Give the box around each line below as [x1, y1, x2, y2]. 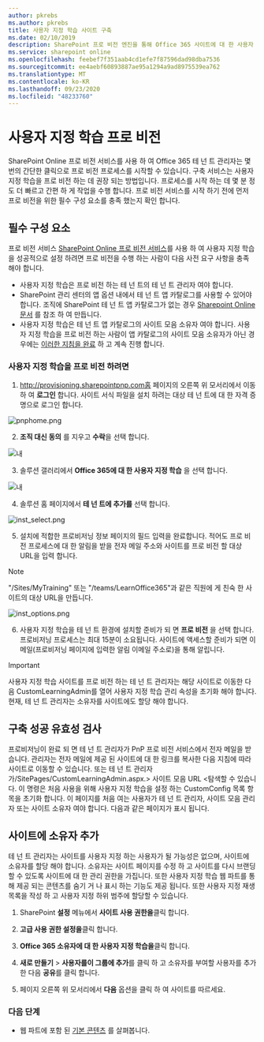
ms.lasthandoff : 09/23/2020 [8, 84, 101, 93]
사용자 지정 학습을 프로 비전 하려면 [8, 361, 130, 372]
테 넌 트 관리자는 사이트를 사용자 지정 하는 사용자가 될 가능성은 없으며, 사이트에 [8, 851, 250, 860]
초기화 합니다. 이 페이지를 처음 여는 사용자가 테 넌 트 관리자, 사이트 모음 [22, 794, 241, 804]
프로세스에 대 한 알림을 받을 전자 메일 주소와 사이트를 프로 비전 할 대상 [28, 542, 243, 551]
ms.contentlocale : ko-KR [8, 77, 90, 85]
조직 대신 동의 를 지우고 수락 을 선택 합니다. [19, 432, 150, 442]
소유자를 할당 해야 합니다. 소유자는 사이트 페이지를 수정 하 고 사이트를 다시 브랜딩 [8, 861, 256, 871]
